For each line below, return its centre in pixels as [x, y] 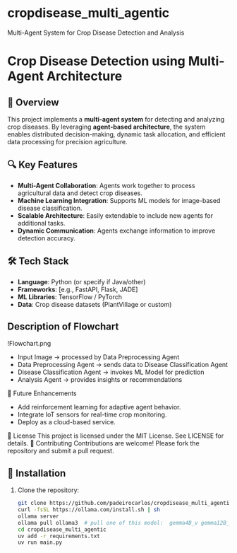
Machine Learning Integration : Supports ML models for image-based [119, 200]
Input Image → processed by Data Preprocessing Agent [98, 357]
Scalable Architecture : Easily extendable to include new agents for [115, 215]
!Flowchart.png [29, 344]
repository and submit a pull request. [61, 451]
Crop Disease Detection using [96, 61]
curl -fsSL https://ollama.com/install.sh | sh [89, 510]
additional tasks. [41, 223]
